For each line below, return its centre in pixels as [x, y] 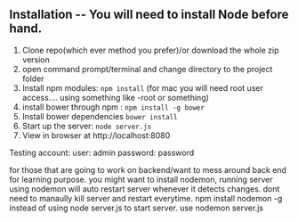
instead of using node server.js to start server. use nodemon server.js [137, 208]
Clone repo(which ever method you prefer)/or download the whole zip [150, 50]
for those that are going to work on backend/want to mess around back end [148, 169]
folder [33, 78]
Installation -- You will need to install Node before [149, 15]
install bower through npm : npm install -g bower [113, 107]
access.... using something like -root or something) [115, 97]
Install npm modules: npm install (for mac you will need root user [143, 87]
